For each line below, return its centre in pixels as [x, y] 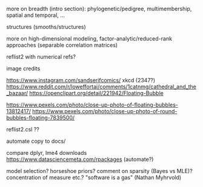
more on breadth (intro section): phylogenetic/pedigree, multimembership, [99, 9]
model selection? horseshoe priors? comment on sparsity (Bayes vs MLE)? [99, 171]
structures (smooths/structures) [46, 27]
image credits [23, 68]
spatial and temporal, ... [36, 15]
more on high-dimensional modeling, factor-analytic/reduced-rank [89, 38]
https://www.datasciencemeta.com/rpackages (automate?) [80, 159]
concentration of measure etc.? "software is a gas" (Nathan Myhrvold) [94, 177]
